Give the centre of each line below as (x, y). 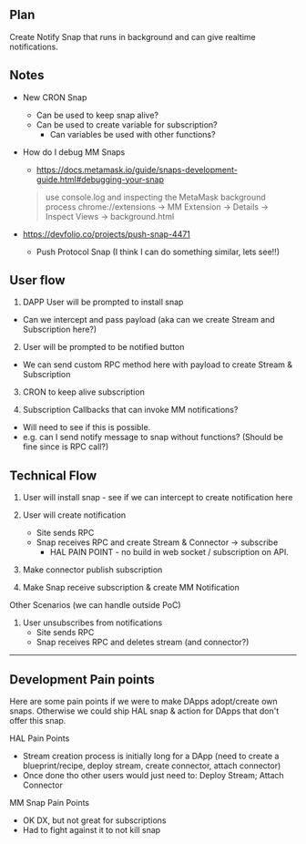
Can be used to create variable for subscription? (127, 124)
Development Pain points (82, 679)
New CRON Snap (55, 97)
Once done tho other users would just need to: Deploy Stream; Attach (153, 776)
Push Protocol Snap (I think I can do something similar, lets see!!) (158, 252)
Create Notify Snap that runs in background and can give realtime (133, 36)
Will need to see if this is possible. (87, 427)
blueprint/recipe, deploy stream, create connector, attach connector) (152, 766)
